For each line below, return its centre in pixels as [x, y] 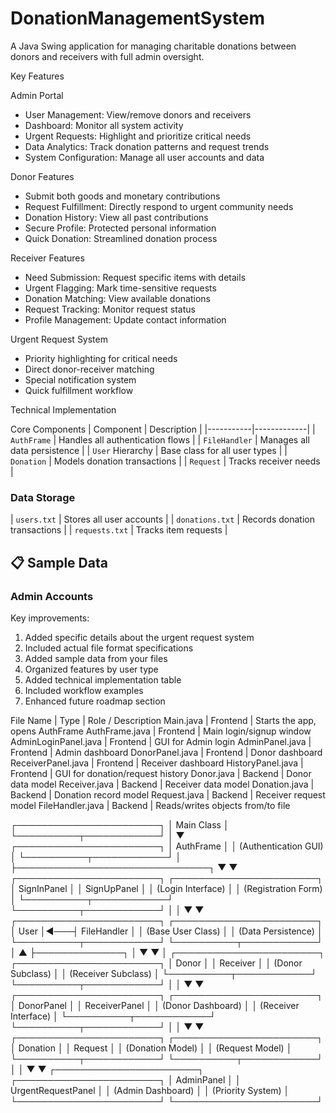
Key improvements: [50, 618]
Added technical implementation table [103, 679]
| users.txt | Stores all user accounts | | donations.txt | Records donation [162, 519]
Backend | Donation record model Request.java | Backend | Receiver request [168, 794]
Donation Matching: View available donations [117, 298]
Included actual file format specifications [109, 648]
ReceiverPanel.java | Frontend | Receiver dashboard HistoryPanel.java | [157, 763]
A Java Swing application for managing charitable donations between [153, 46]
